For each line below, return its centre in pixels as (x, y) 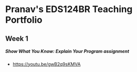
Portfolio (24, 20)
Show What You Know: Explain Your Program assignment (67, 51)
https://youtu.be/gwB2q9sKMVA (47, 64)
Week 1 (17, 39)
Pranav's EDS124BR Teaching (69, 9)
